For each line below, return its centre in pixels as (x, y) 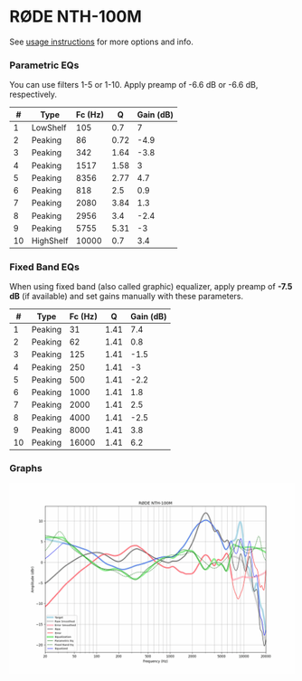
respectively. (33, 95)
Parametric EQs (44, 65)
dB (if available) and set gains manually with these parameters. (127, 297)
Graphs (26, 468)
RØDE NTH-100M (75, 17)
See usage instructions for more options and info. (102, 42)
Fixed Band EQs (44, 267)
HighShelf (50, 241)
